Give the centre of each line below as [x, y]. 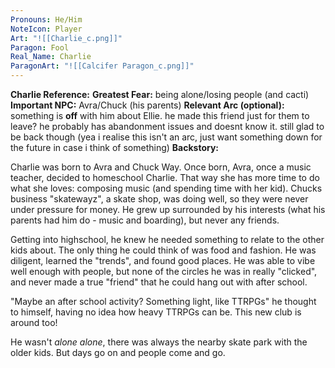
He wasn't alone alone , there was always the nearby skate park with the [159, 342]
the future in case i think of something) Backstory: [115, 147]
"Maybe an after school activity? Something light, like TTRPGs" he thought [163, 301]
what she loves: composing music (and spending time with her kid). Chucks [166, 188]
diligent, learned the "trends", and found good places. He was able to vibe [163, 260]
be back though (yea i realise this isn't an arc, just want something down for [166, 137]
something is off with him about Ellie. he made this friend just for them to [160, 115]
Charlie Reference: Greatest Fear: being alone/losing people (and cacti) [160, 94]
